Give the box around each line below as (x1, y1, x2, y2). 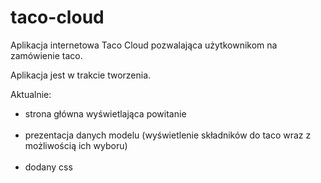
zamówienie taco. (10, 49, 83, 61)
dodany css (24, 161, 73, 173)
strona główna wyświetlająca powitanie (24, 107, 187, 120)
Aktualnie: (10, 88, 52, 100)
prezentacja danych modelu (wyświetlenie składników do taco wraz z (24, 129, 312, 141)
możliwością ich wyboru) (24, 139, 128, 151)
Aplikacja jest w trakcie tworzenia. (10, 69, 152, 81)
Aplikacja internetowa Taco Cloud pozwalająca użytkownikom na (10, 39, 278, 51)
